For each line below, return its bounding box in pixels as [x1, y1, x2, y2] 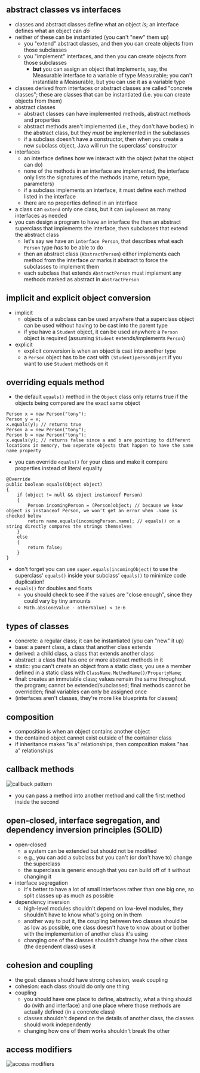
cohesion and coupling [6, 960, 93, 970]
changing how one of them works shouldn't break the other [23, 1027, 170, 1034]
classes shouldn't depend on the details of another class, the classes [23, 1014, 194, 1021]
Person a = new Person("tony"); [6, 427, 87, 433]
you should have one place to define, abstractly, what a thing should [23, 995, 192, 1002]
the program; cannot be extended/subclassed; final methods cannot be [14, 682, 190, 689]
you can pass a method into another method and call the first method [14, 792, 186, 799]
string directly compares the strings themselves [6, 524, 133, 530]
